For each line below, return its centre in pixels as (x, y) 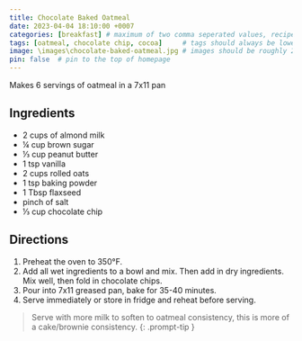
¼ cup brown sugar (58, 144)
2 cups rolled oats (56, 173)
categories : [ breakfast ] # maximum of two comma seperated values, (138, 34)
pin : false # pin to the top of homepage (90, 59)
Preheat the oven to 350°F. (72, 261)
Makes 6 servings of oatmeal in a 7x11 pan (88, 85)
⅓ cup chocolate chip (62, 211)
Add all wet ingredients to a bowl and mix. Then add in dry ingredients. (153, 271)
